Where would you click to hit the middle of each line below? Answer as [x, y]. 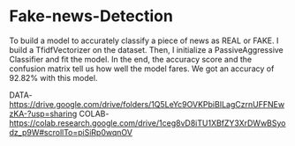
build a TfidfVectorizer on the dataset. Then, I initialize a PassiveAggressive [147, 49]
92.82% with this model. [53, 77]
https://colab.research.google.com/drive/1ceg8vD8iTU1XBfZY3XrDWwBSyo [147, 123]
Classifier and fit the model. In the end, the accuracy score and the [131, 59]
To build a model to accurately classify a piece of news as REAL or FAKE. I [144, 40]
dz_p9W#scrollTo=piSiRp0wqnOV [71, 132]
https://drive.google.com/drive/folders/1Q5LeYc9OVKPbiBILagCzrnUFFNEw [147, 104]
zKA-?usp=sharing [43, 113]
